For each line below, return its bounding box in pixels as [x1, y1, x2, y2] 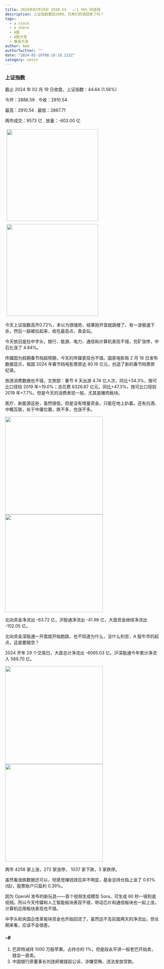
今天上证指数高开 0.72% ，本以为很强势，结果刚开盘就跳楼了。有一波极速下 [5, 322, 155, 328]
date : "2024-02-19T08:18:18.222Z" [5, 52, 76, 58]
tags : [5, 16, 16, 21]
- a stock [9, 21, 29, 26]
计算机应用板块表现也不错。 [5, 905, 61, 911]
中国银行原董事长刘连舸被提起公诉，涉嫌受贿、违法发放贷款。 [12, 958, 137, 964]
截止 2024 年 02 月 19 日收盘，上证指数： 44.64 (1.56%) [5, 86, 117, 92]
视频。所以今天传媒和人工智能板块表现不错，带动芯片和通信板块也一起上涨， [5, 899, 159, 905]
